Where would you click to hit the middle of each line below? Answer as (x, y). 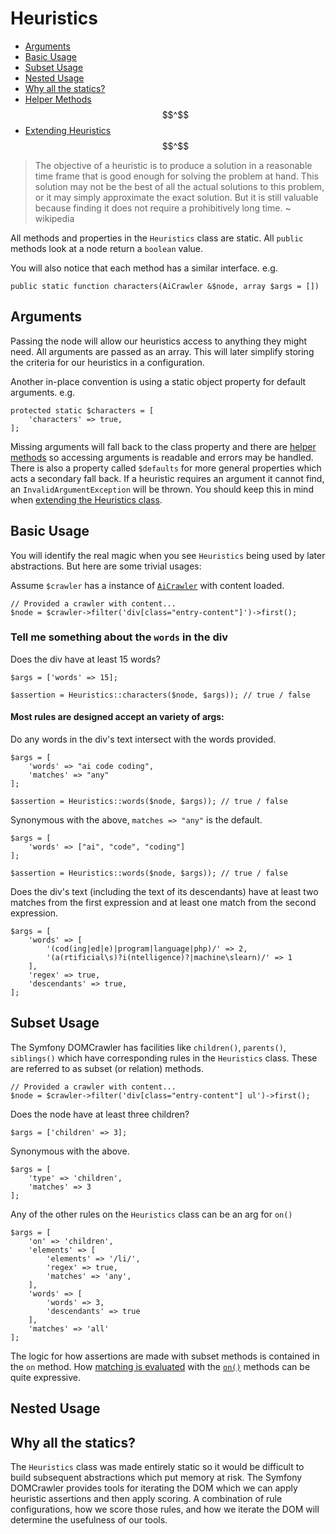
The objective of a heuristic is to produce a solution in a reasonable (173, 165)
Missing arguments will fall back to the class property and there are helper (163, 446)
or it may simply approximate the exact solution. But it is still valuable (176, 197)
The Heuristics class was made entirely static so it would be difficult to (157, 1467)
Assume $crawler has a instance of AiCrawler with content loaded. (147, 585)
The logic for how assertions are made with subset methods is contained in (165, 1356)
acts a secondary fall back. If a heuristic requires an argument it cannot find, (167, 478)
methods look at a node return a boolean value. (107, 248)
